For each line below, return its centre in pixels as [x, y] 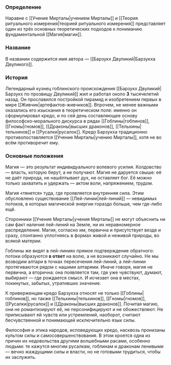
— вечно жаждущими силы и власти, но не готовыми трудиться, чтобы [83, 352]
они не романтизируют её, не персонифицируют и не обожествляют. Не [84, 309]
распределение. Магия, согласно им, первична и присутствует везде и [83, 230]
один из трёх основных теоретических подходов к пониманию [74, 29]
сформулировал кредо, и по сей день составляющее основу [72, 115]
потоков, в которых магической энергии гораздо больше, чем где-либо [84, 204]
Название [18, 48]
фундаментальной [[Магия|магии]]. [44, 35]
